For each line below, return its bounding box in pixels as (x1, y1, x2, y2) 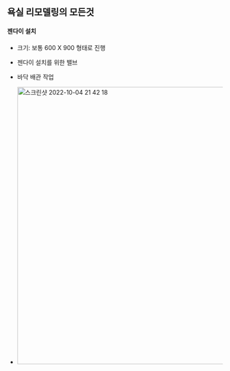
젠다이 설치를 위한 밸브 (16, 58, 78, 67)
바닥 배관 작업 (16, 73, 54, 81)
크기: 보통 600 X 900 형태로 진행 (16, 43, 106, 51)
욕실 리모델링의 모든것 (7, 6, 94, 19)
